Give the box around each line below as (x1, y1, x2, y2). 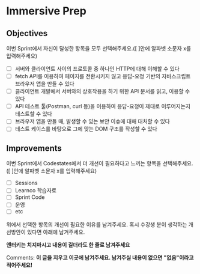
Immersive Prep (6, 4, 87, 18)
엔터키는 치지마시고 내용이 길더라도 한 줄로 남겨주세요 (6, 241, 130, 248)
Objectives (6, 28, 48, 38)
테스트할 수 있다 (14, 110, 52, 118)
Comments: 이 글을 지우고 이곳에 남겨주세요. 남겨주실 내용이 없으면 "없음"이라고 (6, 254, 194, 261)
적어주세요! (6, 261, 33, 269)
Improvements (6, 143, 62, 153)
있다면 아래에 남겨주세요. (26, 228, 85, 236)
